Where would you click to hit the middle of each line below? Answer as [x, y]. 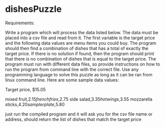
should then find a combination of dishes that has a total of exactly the [77, 48]
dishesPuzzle [33, 9]
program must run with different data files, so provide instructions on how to [83, 64]
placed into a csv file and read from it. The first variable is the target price [80, 38]
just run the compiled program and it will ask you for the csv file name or [79, 114]
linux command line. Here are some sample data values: [62, 80]
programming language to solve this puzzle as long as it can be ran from [79, 74]
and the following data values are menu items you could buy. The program [81, 43]
